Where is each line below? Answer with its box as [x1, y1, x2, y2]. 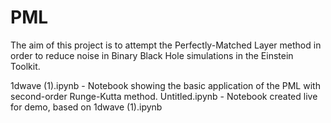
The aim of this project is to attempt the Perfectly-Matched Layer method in [10, 39, 322, 51]
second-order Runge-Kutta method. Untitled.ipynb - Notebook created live [10, 90, 318, 102]
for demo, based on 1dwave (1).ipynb [10, 101, 163, 113]
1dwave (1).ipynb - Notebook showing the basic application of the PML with [10, 79, 321, 91]
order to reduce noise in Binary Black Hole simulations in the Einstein [10, 49, 294, 61]
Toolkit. [10, 60, 41, 72]
